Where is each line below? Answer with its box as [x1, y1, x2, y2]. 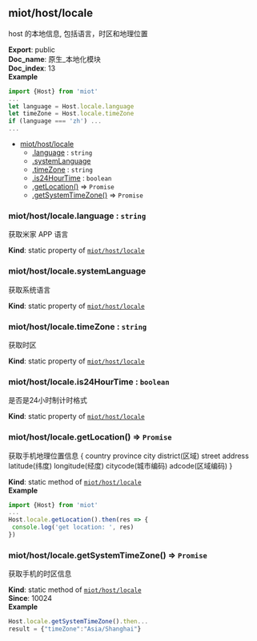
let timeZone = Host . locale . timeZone [8, 110, 135, 118]
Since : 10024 [8, 594, 52, 603]
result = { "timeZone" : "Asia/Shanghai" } [8, 625, 142, 633]
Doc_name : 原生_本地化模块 [8, 54, 102, 63]
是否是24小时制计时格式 [8, 396, 88, 405]
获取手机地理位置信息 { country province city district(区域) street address [8, 451, 250, 460]
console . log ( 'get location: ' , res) [11, 523, 135, 532]
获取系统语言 [8, 285, 50, 294]
